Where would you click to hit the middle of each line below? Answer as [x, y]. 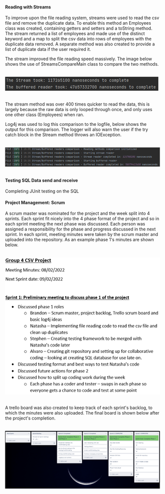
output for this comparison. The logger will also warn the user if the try [77, 130]
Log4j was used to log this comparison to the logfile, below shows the [76, 124]
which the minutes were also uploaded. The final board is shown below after [82, 413]
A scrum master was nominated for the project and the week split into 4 [78, 213]
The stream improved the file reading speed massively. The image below [79, 59]
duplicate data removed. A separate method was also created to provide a [80, 44]
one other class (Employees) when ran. [45, 115]
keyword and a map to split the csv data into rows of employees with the [78, 39]
